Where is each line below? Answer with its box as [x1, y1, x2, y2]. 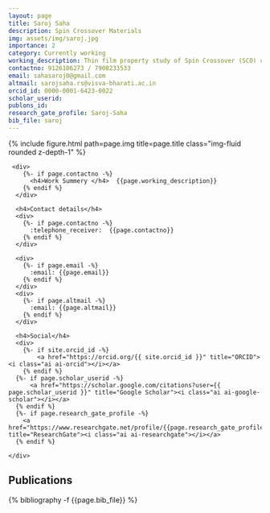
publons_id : [8, 101, 48, 110]
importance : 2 [8, 42, 56, 50]
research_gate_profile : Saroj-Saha [8, 110, 128, 118]
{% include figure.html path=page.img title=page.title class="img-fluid [8, 139, 242, 148]
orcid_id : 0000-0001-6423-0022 [8, 86, 113, 95]
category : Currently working [8, 49, 106, 57]
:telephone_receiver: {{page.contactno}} [29, 226, 174, 234]
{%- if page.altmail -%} [22, 296, 106, 304]
